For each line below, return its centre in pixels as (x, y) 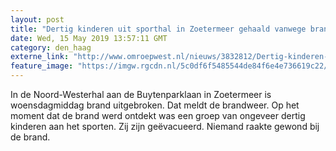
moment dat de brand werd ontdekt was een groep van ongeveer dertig (158, 115)
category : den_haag (51, 47)
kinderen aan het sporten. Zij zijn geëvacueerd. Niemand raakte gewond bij (165, 126)
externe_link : (40, 57)
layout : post (37, 19)
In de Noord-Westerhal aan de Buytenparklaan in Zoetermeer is (141, 94)
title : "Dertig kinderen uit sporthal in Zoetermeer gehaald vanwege (158, 29)
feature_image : (42, 66)
